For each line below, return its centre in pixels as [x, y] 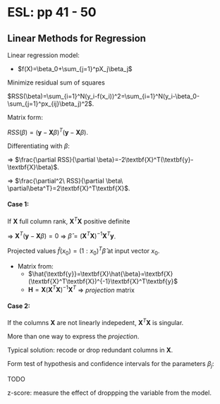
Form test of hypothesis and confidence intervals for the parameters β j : [111, 365]
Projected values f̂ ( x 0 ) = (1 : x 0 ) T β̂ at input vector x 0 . [84, 251]
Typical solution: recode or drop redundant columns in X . [90, 350]
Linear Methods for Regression [77, 38]
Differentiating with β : [39, 146]
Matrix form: [25, 117]
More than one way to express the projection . [73, 336]
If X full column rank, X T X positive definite [69, 221]
